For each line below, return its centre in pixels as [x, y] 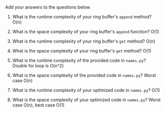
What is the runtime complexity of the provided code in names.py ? [79, 60]
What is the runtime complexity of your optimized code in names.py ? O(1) [86, 90]
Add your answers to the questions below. [48, 7]
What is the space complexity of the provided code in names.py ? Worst [84, 75]
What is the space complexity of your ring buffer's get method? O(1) [82, 51]
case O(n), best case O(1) [38, 105]
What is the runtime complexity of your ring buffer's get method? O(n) [84, 41]
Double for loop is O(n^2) [38, 66]
